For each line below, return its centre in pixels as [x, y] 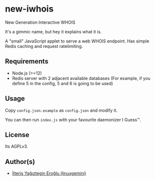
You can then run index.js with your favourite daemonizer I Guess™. [73, 120]
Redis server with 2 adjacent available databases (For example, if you [81, 78]
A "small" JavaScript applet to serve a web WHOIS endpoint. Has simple [77, 41]
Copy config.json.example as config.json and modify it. [61, 110]
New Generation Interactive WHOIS [40, 22]
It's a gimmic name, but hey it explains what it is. [53, 31]
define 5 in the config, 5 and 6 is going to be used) [62, 83]
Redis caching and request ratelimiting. [44, 46]
